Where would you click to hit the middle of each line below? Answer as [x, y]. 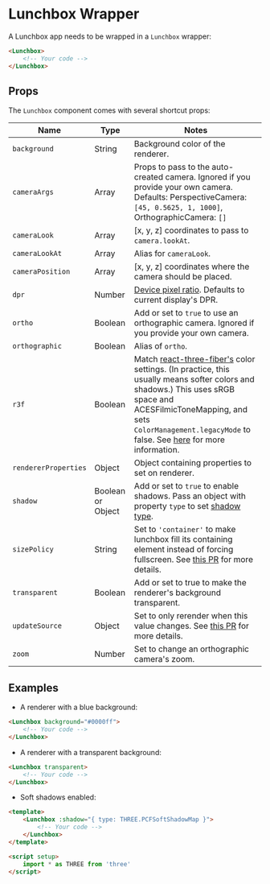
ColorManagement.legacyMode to [192, 430]
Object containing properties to [192, 463]
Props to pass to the [172, 167]
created [148, 177]
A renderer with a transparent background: [91, 752]
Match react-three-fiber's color [194, 359]
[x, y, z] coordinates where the [192, 266]
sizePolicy [33, 549]
